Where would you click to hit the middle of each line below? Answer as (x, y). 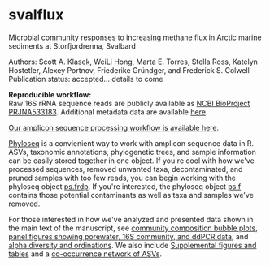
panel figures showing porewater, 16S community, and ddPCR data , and (128, 236)
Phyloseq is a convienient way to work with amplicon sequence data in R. (131, 143)
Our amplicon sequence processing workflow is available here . (114, 127)
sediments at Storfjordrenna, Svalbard (72, 45)
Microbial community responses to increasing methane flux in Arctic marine (135, 37)
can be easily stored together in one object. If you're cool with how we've (131, 161)
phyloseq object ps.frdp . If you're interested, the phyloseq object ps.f (125, 186)
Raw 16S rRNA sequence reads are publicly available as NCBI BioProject (129, 103)
